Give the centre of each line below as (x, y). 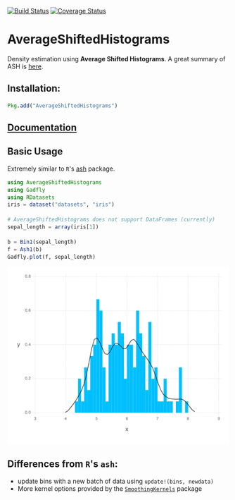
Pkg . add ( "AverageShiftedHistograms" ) (63, 106)
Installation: (34, 89)
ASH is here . (25, 66)
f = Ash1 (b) (25, 249)
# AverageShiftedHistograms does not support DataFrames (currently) (112, 220)
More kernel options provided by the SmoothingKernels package (110, 488)
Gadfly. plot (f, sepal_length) (52, 257)
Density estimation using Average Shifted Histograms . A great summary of (116, 59)
